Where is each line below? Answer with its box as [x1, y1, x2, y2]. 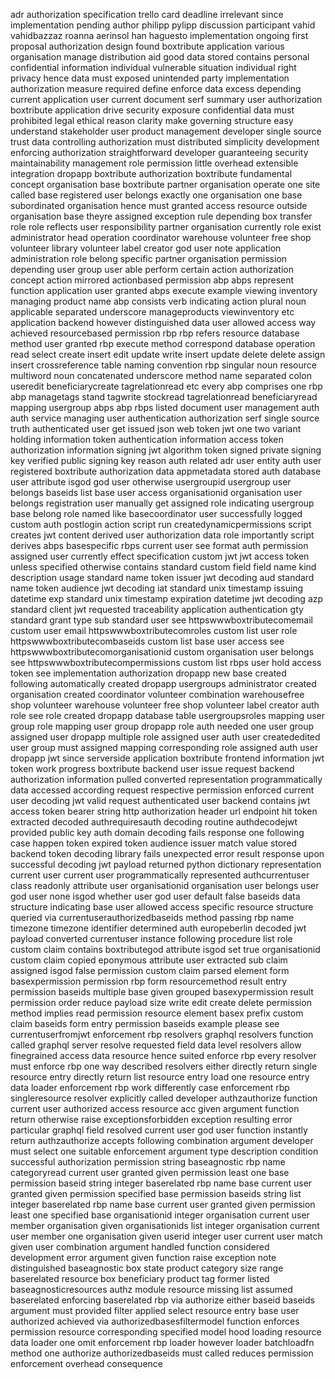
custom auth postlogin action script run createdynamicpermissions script [10, 519, 312, 530]
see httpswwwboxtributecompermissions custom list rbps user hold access [10, 657, 322, 668]
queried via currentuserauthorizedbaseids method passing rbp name [10, 912, 295, 923]
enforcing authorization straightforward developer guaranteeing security [10, 147, 309, 158]
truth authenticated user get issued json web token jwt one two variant [10, 423, 302, 434]
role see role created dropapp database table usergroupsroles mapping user [10, 710, 326, 721]
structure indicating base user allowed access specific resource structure [10, 901, 314, 913]
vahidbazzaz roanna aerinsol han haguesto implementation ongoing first [10, 30, 309, 41]
